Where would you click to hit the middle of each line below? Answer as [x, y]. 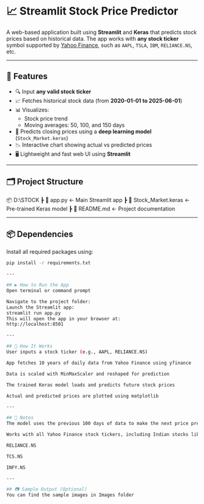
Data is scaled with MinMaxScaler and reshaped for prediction [88, 374]
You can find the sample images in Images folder [70, 495]
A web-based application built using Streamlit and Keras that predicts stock [102, 32]
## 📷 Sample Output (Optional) [47, 489]
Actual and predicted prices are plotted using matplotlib [83, 396]
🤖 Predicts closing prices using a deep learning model [83, 131]
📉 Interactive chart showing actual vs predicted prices [83, 145]
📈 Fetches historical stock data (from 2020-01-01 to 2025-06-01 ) [99, 100]
